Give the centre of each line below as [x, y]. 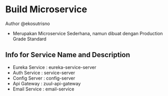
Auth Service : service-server [44, 73]
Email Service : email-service [43, 89]
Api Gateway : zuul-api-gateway [47, 83]
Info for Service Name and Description [68, 55]
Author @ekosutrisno [28, 23]
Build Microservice [46, 9]
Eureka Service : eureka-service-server [54, 67]
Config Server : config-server [44, 78]
